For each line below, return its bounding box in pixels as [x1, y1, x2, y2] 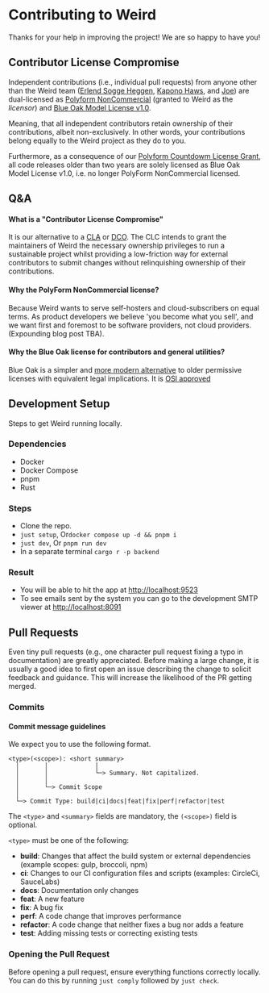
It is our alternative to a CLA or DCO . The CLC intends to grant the [8, 232, 227, 242]
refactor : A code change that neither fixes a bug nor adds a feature [19, 920, 244, 929]
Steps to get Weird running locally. [8, 418, 122, 428]
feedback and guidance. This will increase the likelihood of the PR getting [8, 673, 252, 682]
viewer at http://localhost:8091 [19, 603, 122, 612]
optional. [8, 820, 38, 830]
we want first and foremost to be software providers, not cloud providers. [8, 320, 252, 330]
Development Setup [8, 397, 110, 411]
